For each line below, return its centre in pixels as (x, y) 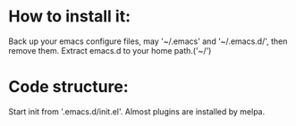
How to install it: (70, 17)
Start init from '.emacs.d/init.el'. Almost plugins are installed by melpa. (137, 111)
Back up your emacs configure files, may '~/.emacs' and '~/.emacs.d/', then (148, 41)
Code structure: (68, 87)
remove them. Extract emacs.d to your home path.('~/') (110, 50)
